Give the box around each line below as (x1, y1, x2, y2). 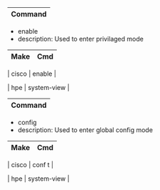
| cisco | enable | (7, 69, 57, 78)
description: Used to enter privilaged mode (17, 35, 144, 43)
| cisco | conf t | (7, 161, 54, 169)
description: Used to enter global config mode (17, 126, 153, 134)
